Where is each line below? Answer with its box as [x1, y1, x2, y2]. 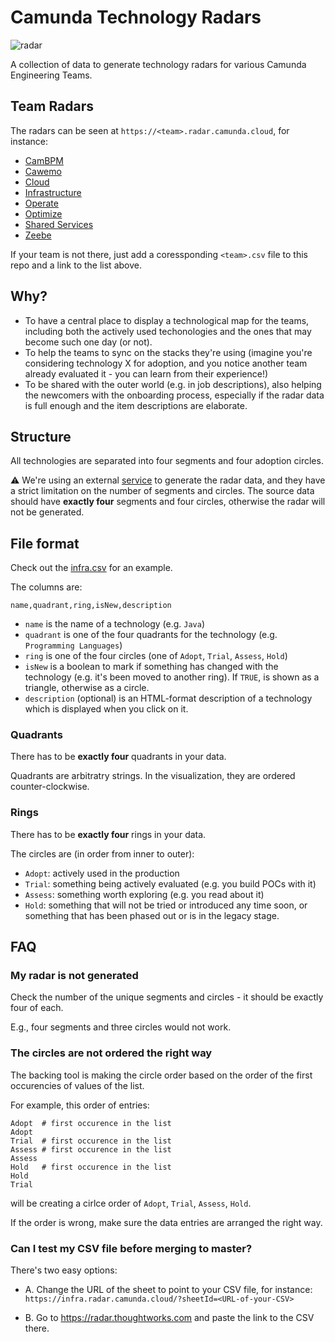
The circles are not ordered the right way [10, 1046, 213, 1060]
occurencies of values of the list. [10, 1079, 145, 1091]
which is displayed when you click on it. [24, 703, 189, 715]
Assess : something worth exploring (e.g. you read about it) [24, 888, 265, 900]
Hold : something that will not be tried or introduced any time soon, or [24, 899, 308, 911]
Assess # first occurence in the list [10, 1144, 172, 1155]
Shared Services [24, 218, 94, 230]
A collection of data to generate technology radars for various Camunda [10, 58, 307, 70]
